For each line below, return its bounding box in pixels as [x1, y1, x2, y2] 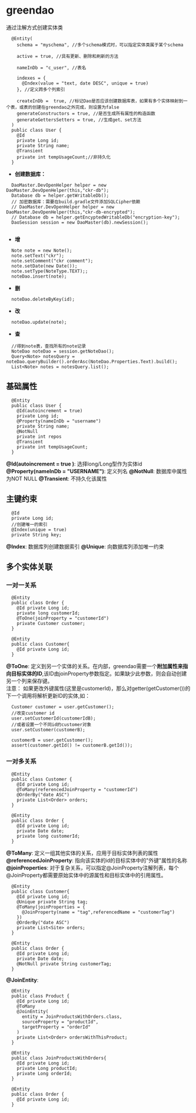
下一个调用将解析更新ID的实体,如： [6, 692, 90, 699]
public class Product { [11, 993, 69, 999]
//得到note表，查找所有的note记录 [11, 343, 87, 349]
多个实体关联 [6, 562, 53, 572]
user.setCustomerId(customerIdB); [11, 715, 96, 721]
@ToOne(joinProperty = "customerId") [16, 616, 109, 621]
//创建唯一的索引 [11, 521, 48, 528]
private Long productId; [16, 1065, 78, 1071]
